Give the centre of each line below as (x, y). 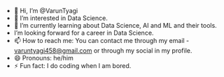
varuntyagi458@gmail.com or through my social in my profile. (103, 51)
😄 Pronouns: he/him (43, 58)
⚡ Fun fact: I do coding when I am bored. (72, 66)
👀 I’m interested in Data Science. (61, 18)
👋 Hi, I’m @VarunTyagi (46, 11)
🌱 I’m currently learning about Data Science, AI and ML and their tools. (115, 25)
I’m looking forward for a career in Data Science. (84, 33)
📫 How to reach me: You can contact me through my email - (101, 41)
